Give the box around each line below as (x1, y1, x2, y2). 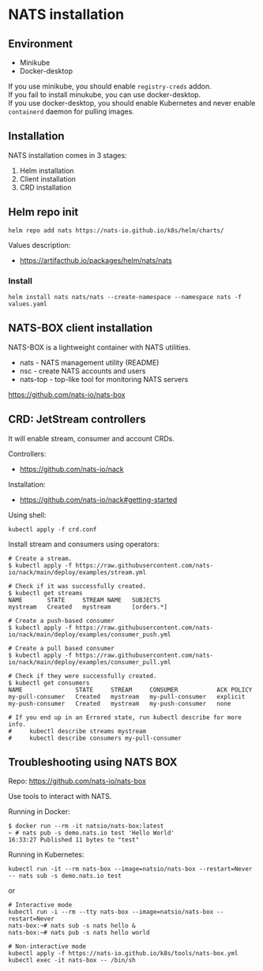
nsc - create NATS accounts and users (19, 366, 146, 376)
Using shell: (8, 510, 47, 519)
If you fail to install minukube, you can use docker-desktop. (8, 90, 201, 99)
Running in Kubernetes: (8, 850, 85, 860)
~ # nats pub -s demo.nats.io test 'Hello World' (8, 829, 175, 838)
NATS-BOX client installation (8, 321, 153, 335)
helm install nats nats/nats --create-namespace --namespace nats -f (8, 293, 242, 301)
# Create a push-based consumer (8, 617, 115, 624)
